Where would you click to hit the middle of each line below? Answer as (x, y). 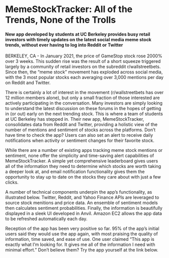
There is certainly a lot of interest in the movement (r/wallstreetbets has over (84, 93)
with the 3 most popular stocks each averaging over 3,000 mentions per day (84, 77)
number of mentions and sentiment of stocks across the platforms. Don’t (80, 130)
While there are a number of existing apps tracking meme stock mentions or (84, 150)
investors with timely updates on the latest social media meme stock (78, 39)
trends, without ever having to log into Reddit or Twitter (64, 45)
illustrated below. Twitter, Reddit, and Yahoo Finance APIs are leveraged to (82, 198)
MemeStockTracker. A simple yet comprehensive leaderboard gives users (82, 161)
